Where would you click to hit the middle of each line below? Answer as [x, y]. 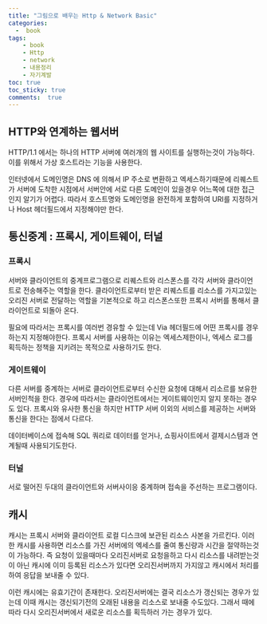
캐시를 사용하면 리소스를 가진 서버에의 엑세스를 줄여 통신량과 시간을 [121, 545]
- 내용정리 [37, 68]
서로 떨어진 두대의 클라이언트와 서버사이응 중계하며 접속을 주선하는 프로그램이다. [133, 487]
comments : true [35, 97]
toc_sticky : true [37, 90]
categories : [28, 23]
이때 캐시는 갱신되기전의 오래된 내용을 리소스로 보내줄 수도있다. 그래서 [132, 602]
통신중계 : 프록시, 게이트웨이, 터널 [86, 237]
